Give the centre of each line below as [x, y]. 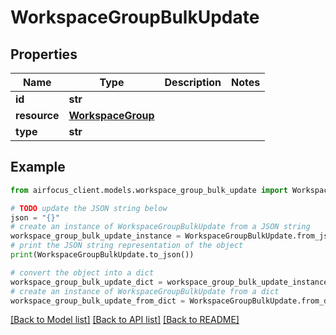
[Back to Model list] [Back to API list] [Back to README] [125, 320]
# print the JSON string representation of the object [127, 246]
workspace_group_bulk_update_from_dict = [98, 301]
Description [193, 82]
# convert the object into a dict [82, 272]
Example [38, 167]
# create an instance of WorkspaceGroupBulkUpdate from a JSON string [160, 227]
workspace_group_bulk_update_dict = [86, 282]
